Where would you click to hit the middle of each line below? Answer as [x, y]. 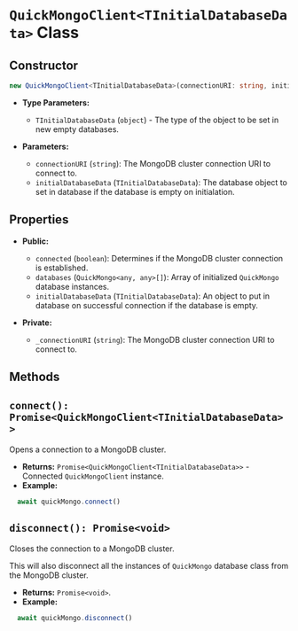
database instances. [72, 286]
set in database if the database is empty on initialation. [135, 191]
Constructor [43, 65]
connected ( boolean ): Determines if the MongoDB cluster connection [159, 258]
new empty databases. [77, 129]
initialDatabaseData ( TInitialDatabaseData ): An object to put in [153, 296]
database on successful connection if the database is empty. [147, 305]
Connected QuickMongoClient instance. [93, 476]
